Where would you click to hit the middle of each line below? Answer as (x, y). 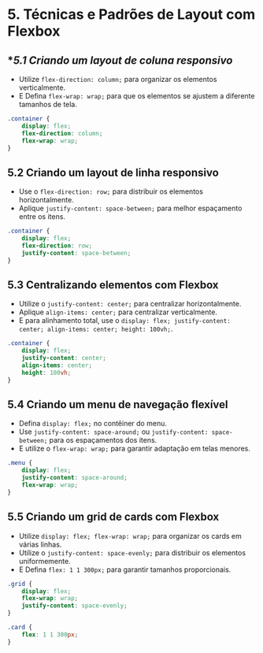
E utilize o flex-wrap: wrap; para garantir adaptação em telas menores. (135, 449)
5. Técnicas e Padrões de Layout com (131, 15)
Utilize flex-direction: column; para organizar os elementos (118, 79)
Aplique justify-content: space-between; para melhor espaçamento (130, 208)
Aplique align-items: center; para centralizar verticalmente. (118, 312)
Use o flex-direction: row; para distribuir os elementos (111, 191)
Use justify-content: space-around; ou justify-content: (113, 432)
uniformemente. (45, 561)
